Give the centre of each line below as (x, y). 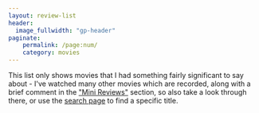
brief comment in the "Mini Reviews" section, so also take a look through (128, 92)
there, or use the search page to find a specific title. (93, 101)
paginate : (25, 38)
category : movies (51, 53)
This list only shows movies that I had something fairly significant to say (126, 75)
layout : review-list (43, 16)
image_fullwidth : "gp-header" (65, 30)
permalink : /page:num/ (60, 45)
